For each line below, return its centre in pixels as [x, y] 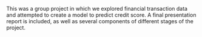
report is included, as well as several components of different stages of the [100, 21]
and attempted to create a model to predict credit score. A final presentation [101, 15]
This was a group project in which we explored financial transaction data [97, 9]
